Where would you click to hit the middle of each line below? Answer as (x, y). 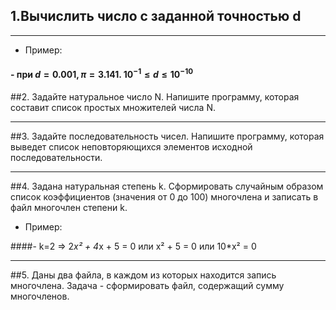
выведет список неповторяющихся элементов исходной (131, 146)
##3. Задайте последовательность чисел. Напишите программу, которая (167, 136)
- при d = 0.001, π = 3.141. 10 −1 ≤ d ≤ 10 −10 (102, 74)
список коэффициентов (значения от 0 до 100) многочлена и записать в (164, 196)
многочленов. (40, 296)
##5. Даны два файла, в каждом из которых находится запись (143, 275)
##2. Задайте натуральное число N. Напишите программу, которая (155, 96)
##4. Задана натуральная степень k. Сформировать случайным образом (167, 186)
